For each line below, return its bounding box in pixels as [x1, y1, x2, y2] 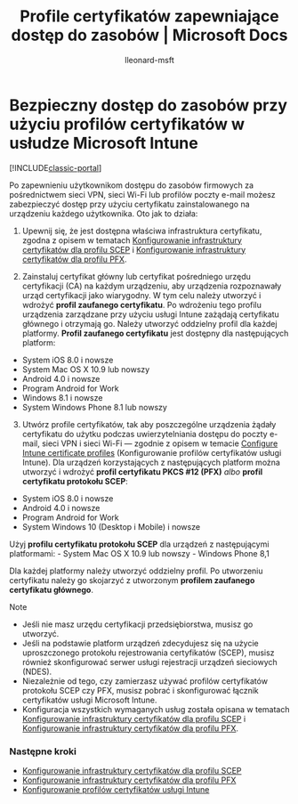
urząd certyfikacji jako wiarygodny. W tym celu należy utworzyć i [21, 289, 262, 300]
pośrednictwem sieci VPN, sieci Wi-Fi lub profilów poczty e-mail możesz [9, 189, 276, 199]
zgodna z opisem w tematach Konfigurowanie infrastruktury [21, 234, 243, 246]
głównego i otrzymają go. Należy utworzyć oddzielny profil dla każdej [21, 318, 278, 329]
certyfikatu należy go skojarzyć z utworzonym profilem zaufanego [9, 574, 255, 585]
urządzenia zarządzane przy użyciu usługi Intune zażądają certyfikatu [21, 309, 280, 320]
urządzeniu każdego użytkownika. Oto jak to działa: [9, 207, 198, 219]
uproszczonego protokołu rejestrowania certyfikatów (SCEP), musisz [21, 647, 275, 658]
